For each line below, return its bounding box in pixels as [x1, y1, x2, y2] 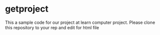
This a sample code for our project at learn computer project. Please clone [5, 19, 156, 25]
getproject [5, 3, 49, 15]
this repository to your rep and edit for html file [5, 24, 99, 30]
